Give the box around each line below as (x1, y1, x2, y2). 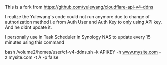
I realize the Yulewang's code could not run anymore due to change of (5, 14, 150, 19)
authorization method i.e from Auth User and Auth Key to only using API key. (5, 19, 162, 25)
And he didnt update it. (5, 24, 52, 30)
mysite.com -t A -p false (8, 54, 59, 60)
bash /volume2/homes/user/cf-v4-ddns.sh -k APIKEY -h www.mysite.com (5, 49, 158, 55)
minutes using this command (5, 39, 65, 45)
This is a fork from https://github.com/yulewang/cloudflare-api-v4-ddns (5, 4, 154, 10)
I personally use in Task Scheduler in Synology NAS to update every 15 (5, 34, 151, 40)
